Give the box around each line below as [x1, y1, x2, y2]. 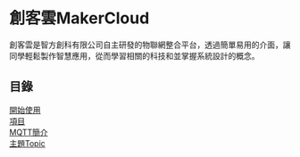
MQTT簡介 [9, 127, 49, 137]
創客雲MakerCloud [9, 8, 150, 29]
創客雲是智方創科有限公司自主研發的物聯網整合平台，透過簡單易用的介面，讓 [9, 39, 291, 50]
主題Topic [9, 137, 46, 148]
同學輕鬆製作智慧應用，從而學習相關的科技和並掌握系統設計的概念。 [9, 50, 260, 61]
